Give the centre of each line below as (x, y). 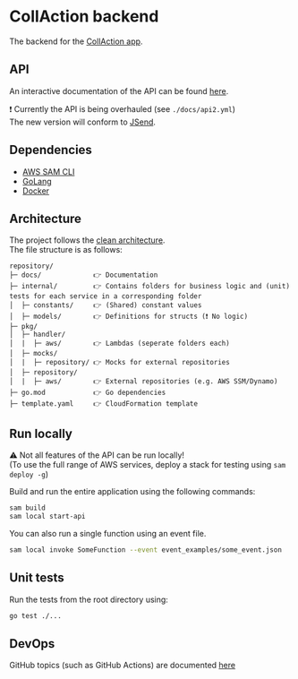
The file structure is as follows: (66, 250)
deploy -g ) (29, 474)
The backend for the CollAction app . (76, 41)
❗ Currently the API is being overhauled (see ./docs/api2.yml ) (122, 108)
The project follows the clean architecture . (87, 240)
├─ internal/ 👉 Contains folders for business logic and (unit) (150, 287)
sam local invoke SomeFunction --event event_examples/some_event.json (145, 550)
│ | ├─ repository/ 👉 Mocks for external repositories (119, 363)
